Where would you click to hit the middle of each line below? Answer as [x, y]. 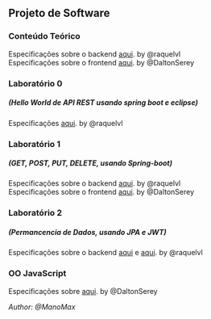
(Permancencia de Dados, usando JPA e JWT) [87, 232]
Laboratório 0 [35, 83]
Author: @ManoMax [42, 307]
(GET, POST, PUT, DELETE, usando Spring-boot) [91, 163]
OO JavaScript [37, 274]
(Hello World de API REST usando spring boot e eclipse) [103, 103]
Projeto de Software [59, 13]
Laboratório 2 [35, 213]
